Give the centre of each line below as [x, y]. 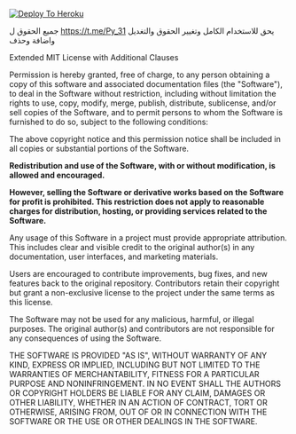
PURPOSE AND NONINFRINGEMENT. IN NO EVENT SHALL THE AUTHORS [145, 383]
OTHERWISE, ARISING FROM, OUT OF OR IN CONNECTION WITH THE [138, 412]
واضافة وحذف [32, 40]
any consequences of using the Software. [86, 338]
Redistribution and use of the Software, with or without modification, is [143, 166]
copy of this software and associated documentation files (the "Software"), [146, 84]
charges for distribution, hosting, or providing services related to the [138, 211]
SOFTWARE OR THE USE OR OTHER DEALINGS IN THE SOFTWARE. [133, 421]
